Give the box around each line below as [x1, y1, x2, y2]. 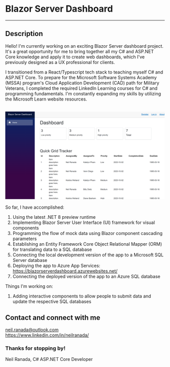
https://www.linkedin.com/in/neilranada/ [5, 332, 90, 338]
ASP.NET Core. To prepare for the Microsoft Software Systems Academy [5, 74, 157, 80]
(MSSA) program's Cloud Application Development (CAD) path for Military [5, 80, 159, 86]
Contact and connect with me [5, 313, 100, 322]
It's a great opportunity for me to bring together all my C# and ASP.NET [5, 48, 154, 54]
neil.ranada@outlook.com [5, 327, 59, 333]
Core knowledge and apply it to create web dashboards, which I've [5, 54, 145, 60]
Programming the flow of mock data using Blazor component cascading [12, 230, 163, 237]
